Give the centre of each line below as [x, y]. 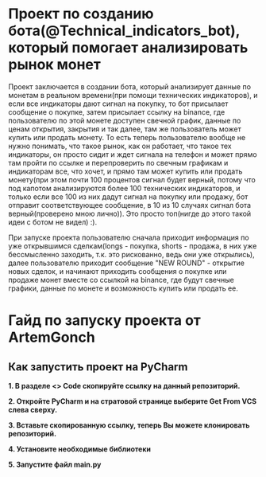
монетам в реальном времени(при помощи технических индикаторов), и [133, 95]
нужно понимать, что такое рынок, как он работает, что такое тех [120, 146]
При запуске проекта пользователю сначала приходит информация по [129, 237]
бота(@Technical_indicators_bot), [124, 31]
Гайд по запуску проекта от [104, 321]
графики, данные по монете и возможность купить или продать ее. [123, 288]
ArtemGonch [52, 337]
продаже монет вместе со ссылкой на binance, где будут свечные [121, 280]
